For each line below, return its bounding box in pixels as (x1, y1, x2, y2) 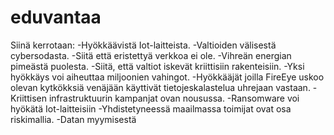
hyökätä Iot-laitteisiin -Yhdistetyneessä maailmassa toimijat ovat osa (10, 102, 292, 115)
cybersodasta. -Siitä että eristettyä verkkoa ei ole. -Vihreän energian (10, 49, 292, 61)
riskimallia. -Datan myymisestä (10, 113, 137, 125)
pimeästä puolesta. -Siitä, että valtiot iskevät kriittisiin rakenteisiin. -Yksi (10, 60, 305, 72)
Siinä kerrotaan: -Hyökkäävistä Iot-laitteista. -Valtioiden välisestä (10, 39, 277, 51)
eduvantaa (10, 6, 102, 29)
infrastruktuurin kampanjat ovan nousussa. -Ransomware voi (48, 92, 300, 104)
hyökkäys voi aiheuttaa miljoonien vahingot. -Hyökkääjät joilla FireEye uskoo (10, 71, 325, 83)
